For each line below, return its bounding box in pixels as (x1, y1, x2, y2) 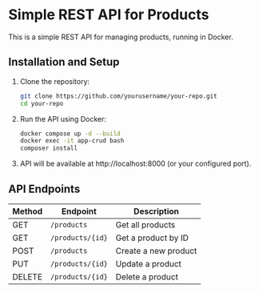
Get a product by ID (115, 232, 189, 243)
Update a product (115, 258, 182, 269)
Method (12, 206, 43, 217)
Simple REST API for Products (8, 6, 209, 24)
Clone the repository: (19, 76, 90, 86)
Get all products (115, 219, 176, 230)
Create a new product (115, 245, 197, 256)
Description (133, 206, 180, 217)
